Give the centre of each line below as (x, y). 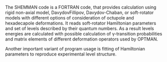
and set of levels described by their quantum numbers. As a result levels (79, 28)
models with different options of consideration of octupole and (69, 18)
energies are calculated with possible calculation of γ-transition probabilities (84, 34)
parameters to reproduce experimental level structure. (61, 54)
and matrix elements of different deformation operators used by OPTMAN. (82, 39)
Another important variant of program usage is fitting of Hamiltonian (75, 49)
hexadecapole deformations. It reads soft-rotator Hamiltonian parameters (81, 23)
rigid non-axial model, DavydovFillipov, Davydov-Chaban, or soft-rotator (79, 12)
